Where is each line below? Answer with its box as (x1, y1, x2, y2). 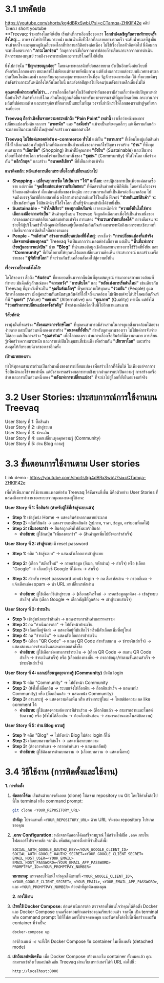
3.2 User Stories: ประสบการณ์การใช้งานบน (5, 392, 157, 403)
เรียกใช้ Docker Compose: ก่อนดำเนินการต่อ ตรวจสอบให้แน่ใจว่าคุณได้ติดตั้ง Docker (12, 903, 158, 909)
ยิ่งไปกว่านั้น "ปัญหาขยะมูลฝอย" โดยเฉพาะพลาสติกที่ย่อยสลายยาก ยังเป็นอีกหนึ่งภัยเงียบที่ (5, 63, 147, 69)
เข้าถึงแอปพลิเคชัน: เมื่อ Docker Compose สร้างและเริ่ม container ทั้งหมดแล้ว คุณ (12, 953, 152, 959)
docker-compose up (12, 929, 50, 935)
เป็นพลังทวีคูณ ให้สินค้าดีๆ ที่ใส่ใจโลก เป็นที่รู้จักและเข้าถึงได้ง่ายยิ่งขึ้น (12, 200, 121, 206)
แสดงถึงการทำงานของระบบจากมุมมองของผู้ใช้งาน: (5, 494, 84, 500)
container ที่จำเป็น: (12, 919, 46, 926)
